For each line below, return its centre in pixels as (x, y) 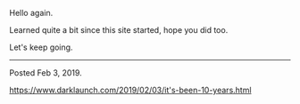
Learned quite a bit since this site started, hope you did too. (119, 30)
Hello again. (31, 13)
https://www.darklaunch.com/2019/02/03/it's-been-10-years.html (130, 90)
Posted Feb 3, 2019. (46, 73)
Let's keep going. (41, 47)
